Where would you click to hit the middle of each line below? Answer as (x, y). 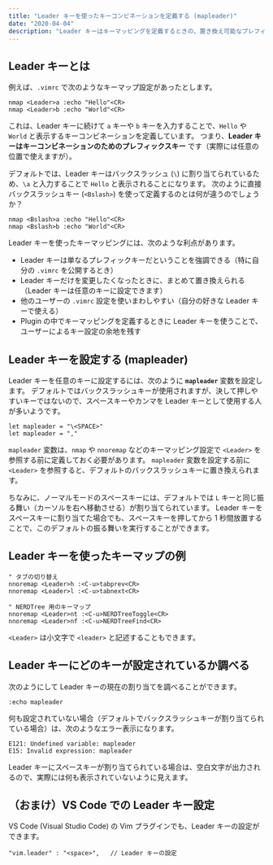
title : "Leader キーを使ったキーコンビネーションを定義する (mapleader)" (123, 16)
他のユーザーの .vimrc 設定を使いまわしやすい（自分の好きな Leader (135, 301)
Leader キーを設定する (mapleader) (98, 359)
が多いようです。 (37, 411)
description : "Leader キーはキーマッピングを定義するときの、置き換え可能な (125, 31)
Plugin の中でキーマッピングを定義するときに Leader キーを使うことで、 (141, 321)
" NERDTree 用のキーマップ (50, 607)
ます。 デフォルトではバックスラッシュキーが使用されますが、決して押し (130, 391)
